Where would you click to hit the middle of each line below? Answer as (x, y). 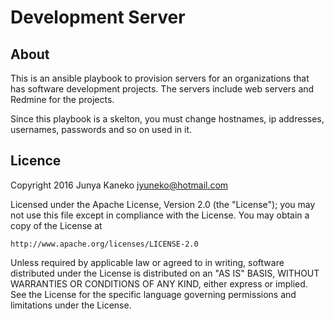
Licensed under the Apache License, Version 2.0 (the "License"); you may (163, 204)
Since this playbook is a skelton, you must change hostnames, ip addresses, (167, 119)
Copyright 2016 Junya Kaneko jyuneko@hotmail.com (119, 185)
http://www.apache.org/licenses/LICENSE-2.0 (104, 244)
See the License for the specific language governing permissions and (153, 294)
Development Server (98, 17)
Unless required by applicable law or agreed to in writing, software (147, 262)
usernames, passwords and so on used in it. (101, 129)
